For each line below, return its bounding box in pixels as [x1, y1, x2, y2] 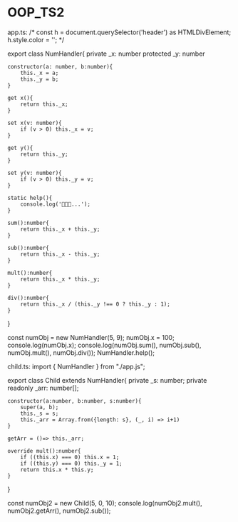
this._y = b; [20, 76, 59, 83]
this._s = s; [20, 410, 59, 417]
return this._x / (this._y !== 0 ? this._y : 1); [20, 301, 171, 308]
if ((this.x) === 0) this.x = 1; [20, 453, 120, 461]
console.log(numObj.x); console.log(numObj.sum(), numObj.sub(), [7, 341, 202, 349]
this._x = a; [20, 69, 59, 76]
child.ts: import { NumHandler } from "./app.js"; [7, 362, 145, 371]
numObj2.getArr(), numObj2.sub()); [7, 506, 111, 515]
